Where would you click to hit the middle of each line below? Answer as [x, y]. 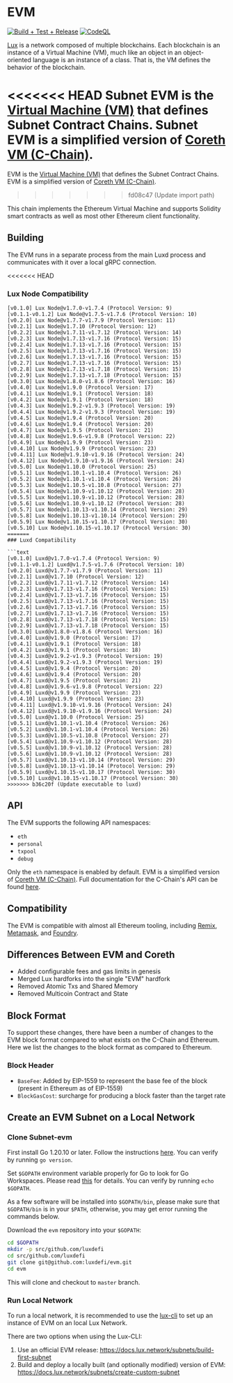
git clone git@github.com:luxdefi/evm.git [70, 1262]
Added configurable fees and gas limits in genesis [89, 971]
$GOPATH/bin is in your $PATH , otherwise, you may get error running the [107, 1209]
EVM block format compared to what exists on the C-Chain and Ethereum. [113, 1040]
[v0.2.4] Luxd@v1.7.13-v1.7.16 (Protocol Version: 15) [88, 595]
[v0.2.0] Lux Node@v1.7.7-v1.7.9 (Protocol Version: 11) [91, 320]
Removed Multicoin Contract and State [73, 994]
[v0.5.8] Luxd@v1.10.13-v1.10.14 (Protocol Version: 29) [91, 766]
